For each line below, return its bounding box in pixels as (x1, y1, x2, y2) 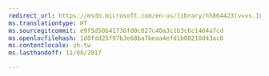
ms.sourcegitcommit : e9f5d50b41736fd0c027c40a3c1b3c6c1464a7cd (8, 26, 224, 34)
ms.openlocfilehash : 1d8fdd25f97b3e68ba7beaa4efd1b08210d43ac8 (8, 34, 224, 42)
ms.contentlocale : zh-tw (8, 42, 91, 50)
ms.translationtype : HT (8, 19, 88, 27)
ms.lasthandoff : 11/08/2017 (8, 49, 102, 57)
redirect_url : (8, 11, 56, 20)
